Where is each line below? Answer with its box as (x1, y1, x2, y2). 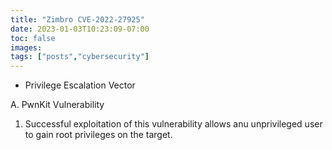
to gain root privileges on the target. (24, 129, 173, 141)
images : (10, 42, 43, 53)
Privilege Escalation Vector (24, 79, 136, 91)
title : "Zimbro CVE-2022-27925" (10, 14, 145, 25)
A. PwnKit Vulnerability (10, 99, 105, 111)
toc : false (10, 33, 56, 43)
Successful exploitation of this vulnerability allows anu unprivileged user (24, 118, 323, 130)
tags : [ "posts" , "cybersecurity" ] (10, 52, 150, 62)
